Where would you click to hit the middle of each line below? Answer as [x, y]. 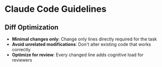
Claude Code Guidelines [56, 9]
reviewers [22, 60]
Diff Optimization [32, 27]
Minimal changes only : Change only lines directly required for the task [84, 39]
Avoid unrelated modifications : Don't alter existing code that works [81, 44]
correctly [21, 50]
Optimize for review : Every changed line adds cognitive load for [78, 55]
